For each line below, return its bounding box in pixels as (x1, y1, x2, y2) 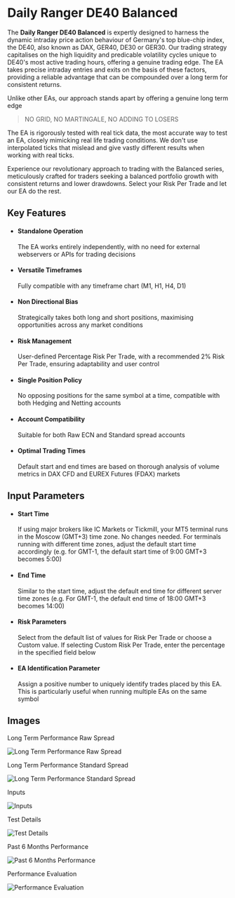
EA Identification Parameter (17, 664, 100, 673)
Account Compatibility (17, 415, 86, 423)
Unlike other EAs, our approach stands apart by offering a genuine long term (7, 93, 229, 102)
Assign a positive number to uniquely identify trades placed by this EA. (17, 679, 222, 688)
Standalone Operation (17, 227, 83, 235)
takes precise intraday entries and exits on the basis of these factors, (7, 65, 207, 74)
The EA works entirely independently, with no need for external (17, 242, 200, 250)
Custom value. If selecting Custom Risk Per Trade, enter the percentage (17, 641, 226, 649)
